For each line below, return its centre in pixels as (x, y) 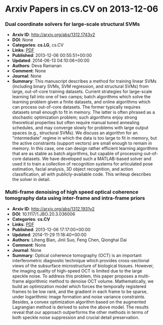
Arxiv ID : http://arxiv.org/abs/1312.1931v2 (53, 209)
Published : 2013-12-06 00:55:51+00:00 (52, 55)
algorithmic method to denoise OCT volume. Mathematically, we (90, 281)
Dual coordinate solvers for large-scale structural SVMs (72, 24)
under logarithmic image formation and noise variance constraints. (79, 297)
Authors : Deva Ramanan (37, 66)
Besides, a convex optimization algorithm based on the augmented (79, 302)
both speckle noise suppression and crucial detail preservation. (76, 317)
